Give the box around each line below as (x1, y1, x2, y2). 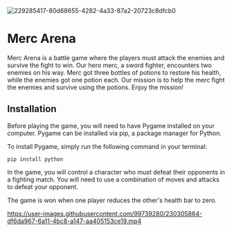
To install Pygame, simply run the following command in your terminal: (7, 142, 208, 150)
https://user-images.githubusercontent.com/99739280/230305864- (7, 209, 203, 217)
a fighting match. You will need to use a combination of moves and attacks (7, 175, 220, 184)
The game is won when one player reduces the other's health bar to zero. (7, 196, 217, 204)
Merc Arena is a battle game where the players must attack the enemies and (7, 53, 225, 62)
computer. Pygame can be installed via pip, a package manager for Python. (7, 129, 222, 137)
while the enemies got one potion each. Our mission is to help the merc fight (7, 75, 225, 84)
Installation (7, 103, 57, 115)
